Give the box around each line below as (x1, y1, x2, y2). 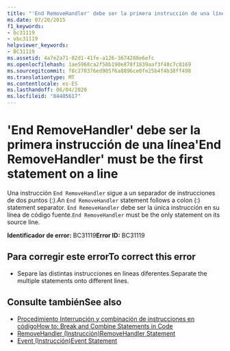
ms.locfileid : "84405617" (7, 93, 81, 100)
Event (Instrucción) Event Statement (16, 337, 118, 345)
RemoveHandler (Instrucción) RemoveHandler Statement (16, 329, 176, 337)
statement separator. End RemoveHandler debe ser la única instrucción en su (7, 203, 220, 211)
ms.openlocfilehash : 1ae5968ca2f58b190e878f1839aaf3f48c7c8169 (7, 61, 192, 68)
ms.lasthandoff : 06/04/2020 (7, 86, 88, 93)
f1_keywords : (7, 23, 44, 29)
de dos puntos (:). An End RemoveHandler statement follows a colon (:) (7, 196, 201, 204)
